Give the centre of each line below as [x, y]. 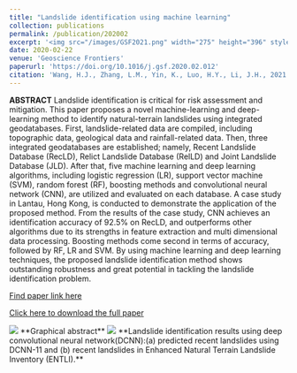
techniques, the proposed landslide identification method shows [126, 259]
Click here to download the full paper [76, 312]
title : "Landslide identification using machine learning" [120, 17]
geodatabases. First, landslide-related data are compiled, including [131, 128]
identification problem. [50, 278]
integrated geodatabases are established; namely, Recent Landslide [133, 147]
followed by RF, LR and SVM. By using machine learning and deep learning [145, 250]
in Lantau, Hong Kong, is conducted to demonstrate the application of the [143, 203]
